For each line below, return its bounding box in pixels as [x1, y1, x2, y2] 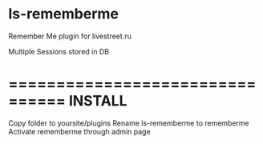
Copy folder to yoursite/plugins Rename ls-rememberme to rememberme [8, 118, 250, 128]
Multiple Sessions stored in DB [8, 46, 110, 56]
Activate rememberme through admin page [8, 126, 151, 136]
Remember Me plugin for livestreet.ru [8, 31, 132, 41]
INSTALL [68, 92, 127, 110]
